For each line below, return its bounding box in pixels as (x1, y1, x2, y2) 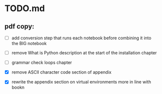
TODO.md (4, 3, 45, 14)
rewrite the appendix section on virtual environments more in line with (11, 79, 151, 85)
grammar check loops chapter (11, 60, 72, 65)
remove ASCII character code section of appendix (11, 69, 112, 75)
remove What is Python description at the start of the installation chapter (11, 50, 157, 56)
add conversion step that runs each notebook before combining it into (11, 35, 151, 41)
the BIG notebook (11, 41, 47, 47)
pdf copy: (4, 22, 34, 31)
